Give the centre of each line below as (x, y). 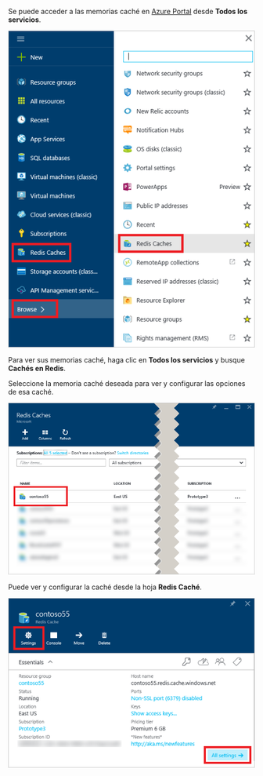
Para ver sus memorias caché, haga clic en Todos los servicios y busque (126, 359)
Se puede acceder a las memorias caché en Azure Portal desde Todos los (128, 11)
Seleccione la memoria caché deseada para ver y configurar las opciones (127, 383)
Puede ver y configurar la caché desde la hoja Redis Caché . (105, 587)
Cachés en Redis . (37, 368)
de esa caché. (31, 392)
